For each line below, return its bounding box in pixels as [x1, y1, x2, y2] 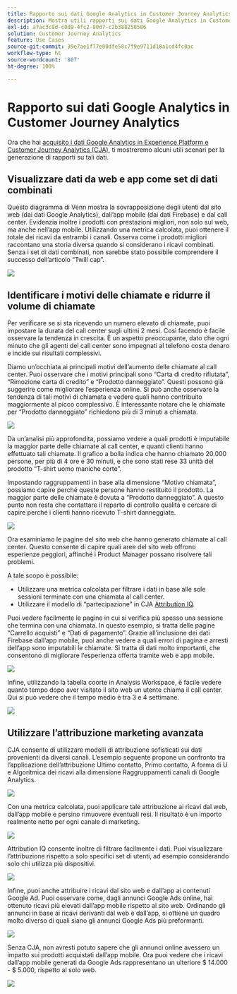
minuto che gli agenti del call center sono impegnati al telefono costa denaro [7, 342, 230, 350]
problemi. [7, 558, 35, 566]
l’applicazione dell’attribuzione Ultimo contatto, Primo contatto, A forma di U [7, 760, 228, 769]
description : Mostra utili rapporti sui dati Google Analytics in [7, 17, 207, 24]
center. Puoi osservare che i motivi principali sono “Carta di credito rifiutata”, [7, 370, 230, 378]
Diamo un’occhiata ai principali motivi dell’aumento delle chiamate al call [7, 363, 217, 371]
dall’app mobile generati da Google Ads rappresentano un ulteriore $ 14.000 [7, 958, 228, 966]
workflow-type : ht [7, 50, 61, 57]
